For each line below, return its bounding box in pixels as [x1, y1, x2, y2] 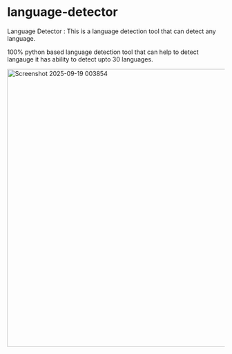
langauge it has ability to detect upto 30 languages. [7, 55, 153, 63]
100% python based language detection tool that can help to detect [7, 48, 199, 56]
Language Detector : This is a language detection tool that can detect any [7, 27, 216, 35]
